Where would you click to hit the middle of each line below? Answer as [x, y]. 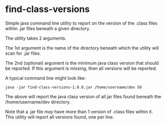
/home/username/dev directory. [38, 102]
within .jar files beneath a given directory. [48, 28]
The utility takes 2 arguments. [36, 38]
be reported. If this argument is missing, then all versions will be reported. [81, 68]
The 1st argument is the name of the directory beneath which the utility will [82, 48]
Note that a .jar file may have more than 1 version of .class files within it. [79, 111]
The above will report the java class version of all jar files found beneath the [83, 96]
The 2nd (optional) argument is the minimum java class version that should [82, 63]
